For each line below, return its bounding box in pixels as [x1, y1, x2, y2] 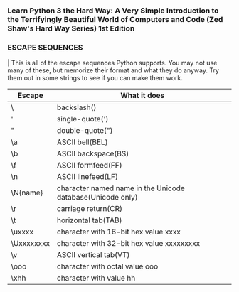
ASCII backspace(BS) [56, 148, 129, 158]
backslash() [56, 102, 97, 112]
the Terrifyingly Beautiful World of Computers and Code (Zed [7, 14, 223, 24]
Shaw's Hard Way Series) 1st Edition [7, 23, 135, 33]
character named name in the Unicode [56, 183, 185, 193]
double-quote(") [56, 126, 113, 136]
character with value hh [56, 273, 136, 283]
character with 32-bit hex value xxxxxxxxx [56, 239, 201, 249]
